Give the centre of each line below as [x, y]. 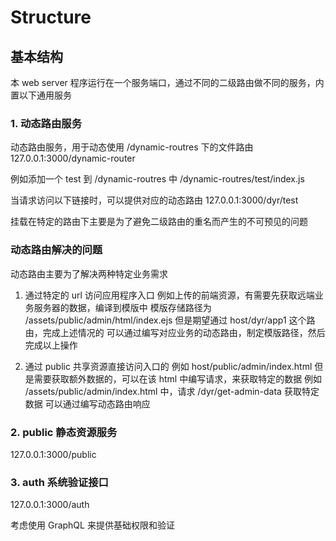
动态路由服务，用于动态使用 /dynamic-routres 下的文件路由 [132, 147]
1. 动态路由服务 [46, 123]
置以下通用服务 [41, 95]
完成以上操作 [51, 345]
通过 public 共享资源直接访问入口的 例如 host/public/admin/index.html [168, 366]
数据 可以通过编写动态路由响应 [87, 403]
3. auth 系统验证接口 [59, 482]
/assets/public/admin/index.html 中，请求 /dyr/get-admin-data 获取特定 [172, 391]
